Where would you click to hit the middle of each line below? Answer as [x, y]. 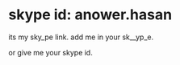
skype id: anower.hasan [90, 15]
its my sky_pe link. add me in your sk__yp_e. [81, 37]
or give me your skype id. [50, 52]
